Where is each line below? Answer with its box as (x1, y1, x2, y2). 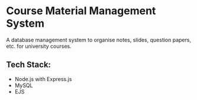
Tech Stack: (6, 60, 51, 70)
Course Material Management (6, 4, 156, 18)
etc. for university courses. (6, 43, 72, 50)
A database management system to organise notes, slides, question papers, (6, 36, 191, 43)
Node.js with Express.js (14, 75, 72, 82)
